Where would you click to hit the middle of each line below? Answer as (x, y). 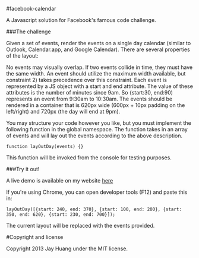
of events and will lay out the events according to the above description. (94, 136)
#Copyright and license (35, 237)
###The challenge (29, 32)
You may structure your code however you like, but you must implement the (99, 123)
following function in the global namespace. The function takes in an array (97, 129)
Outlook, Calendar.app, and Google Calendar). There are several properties (98, 49)
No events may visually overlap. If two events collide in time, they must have (99, 67)
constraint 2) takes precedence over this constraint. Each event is (87, 80)
